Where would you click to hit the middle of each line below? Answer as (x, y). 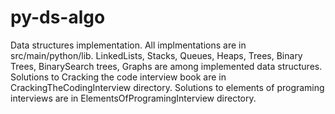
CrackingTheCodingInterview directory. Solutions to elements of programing (167, 87)
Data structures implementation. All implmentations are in (128, 45)
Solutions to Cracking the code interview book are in (118, 77)
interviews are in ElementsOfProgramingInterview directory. (133, 98)
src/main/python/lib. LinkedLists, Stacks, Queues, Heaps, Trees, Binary (156, 55)
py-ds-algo (58, 17)
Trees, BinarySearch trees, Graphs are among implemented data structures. (166, 66)
